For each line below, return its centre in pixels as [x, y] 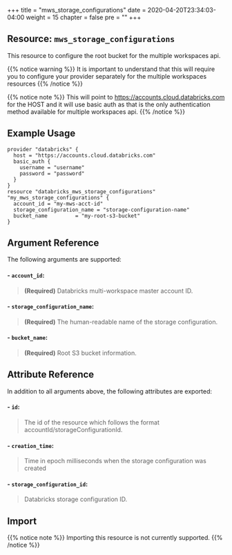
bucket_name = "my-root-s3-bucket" [77, 216]
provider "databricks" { [43, 149]
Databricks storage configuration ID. [76, 499]
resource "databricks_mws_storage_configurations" [81, 192]
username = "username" [52, 167]
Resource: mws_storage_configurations [91, 39]
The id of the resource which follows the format [92, 422]
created [35, 468]
